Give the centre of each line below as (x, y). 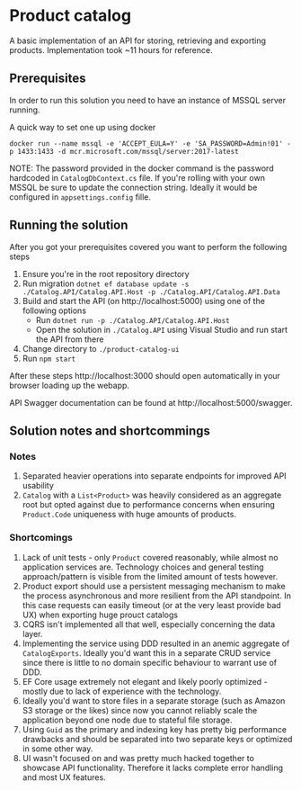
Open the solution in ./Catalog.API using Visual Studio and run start (162, 329)
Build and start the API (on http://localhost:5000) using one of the (143, 301)
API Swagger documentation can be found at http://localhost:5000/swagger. (151, 402)
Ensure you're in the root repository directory (106, 274)
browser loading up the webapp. (70, 385)
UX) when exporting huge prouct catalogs (100, 615)
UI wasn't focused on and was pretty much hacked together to (138, 758)
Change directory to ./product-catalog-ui (101, 348)
